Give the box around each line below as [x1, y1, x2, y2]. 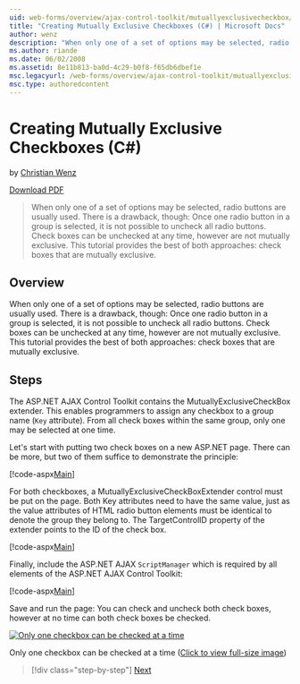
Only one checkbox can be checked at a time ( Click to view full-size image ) [9, 647, 287, 658]
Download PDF [9, 184, 64, 195]
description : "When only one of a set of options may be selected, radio [9, 38, 290, 47]
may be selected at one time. [9, 424, 116, 435]
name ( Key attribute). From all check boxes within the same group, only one [9, 415, 286, 426]
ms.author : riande [9, 47, 78, 56]
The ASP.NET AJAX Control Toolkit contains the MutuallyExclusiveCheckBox [9, 396, 291, 407]
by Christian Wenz [9, 167, 78, 177]
